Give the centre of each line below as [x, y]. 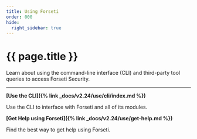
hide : [13, 22]
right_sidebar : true [36, 28]
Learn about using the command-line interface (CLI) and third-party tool [93, 73]
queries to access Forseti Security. [48, 79]
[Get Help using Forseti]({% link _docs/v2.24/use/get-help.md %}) [89, 119]
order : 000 [19, 17]
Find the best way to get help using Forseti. [58, 130]
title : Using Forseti [33, 11]
